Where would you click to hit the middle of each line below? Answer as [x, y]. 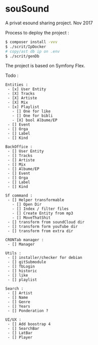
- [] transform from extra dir [40, 231]
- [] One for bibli [32, 116]
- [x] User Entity [27, 89]
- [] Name [18, 298]
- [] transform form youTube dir [43, 227]
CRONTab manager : [24, 240]
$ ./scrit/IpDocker [26, 47]
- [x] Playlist [23, 107]
